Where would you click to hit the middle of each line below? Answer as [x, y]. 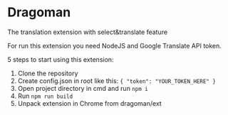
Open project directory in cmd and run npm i [83, 88]
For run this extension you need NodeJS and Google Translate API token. [115, 45]
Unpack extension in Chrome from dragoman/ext [89, 103]
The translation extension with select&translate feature [88, 32]
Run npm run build [45, 96]
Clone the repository [48, 73]
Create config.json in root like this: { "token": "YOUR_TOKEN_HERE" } [116, 81]
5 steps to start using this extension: [61, 59]
